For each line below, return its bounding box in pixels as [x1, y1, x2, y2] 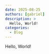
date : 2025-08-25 [5, 7, 41, 12]
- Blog [9, 30, 23, 35]
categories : [5, 26, 29, 30]
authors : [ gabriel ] [5, 12, 45, 17]
